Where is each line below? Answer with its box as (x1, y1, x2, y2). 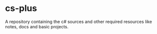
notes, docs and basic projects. (5, 23, 69, 29)
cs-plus (5, 3, 37, 14)
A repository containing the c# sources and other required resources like (5, 19, 152, 24)
